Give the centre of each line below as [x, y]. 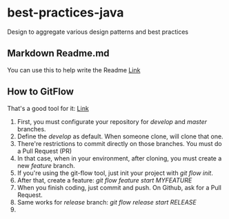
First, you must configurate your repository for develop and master [112, 121]
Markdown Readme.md [58, 53]
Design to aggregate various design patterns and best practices [98, 32]
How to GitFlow [41, 92]
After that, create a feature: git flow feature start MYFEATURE [104, 180]
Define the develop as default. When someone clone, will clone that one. [120, 136]
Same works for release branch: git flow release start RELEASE [107, 202]
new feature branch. [46, 165]
